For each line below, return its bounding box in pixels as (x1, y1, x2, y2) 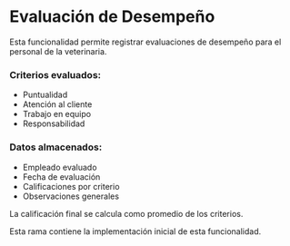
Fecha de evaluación (22, 171, 101, 182)
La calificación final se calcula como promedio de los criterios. (9, 208, 244, 219)
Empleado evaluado (22, 162, 97, 172)
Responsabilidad (22, 118, 85, 129)
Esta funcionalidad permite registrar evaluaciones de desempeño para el (9, 36, 282, 47)
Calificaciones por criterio (22, 181, 120, 192)
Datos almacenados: (9, 141, 103, 153)
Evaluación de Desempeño (9, 6, 215, 27)
